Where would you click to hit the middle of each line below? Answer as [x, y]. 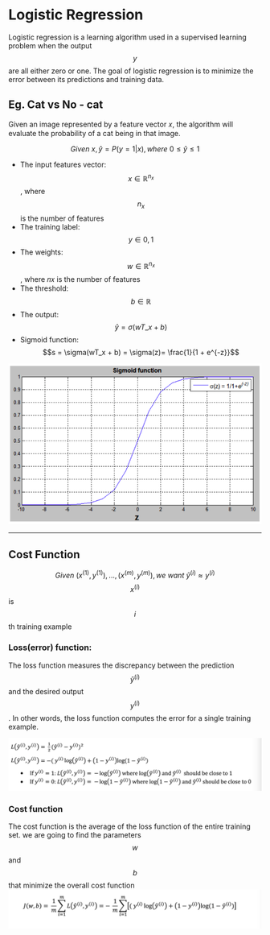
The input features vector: [63, 164]
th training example [40, 627]
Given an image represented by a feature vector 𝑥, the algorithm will [121, 124]
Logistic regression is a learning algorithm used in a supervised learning [127, 37]
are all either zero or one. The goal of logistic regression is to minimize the [131, 71]
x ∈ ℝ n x [141, 177]
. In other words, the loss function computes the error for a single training [130, 718]
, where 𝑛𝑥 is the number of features [80, 279]
